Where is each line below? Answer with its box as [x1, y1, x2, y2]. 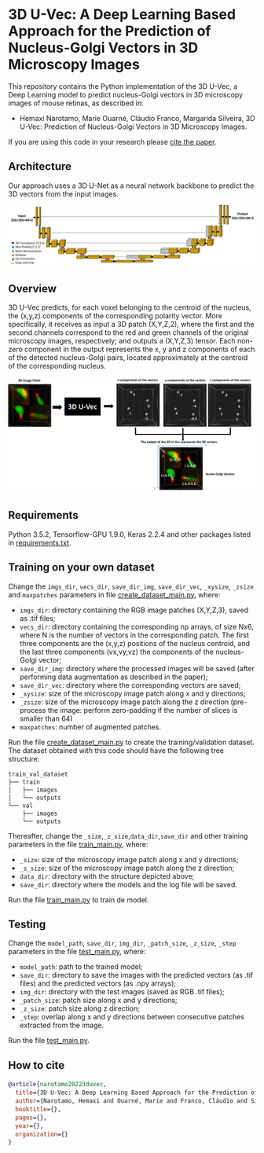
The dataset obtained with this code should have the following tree [8, 745, 225, 755]
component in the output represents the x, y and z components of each [24, 344, 255, 354]
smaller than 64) [19, 714, 73, 723]
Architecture [8, 160, 72, 174]
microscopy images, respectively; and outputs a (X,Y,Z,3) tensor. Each [8, 336, 236, 346]
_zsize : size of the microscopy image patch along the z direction [19, 697, 229, 707]
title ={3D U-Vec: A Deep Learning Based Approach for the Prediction [15, 1089, 247, 1097]
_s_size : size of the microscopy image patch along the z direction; [19, 863, 235, 872]
